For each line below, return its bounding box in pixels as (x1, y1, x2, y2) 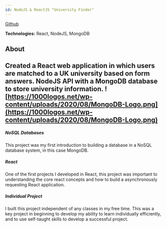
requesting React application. (5, 182, 65, 188)
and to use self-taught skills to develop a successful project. (5, 216, 128, 222)
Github (5, 21, 19, 27)
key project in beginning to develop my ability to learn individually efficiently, (5, 211, 162, 217)
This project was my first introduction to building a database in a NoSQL (5, 142, 152, 148)
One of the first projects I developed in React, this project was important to (5, 171, 158, 177)
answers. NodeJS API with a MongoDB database (5, 77, 158, 86)
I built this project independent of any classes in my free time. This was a (5, 206, 155, 212)
